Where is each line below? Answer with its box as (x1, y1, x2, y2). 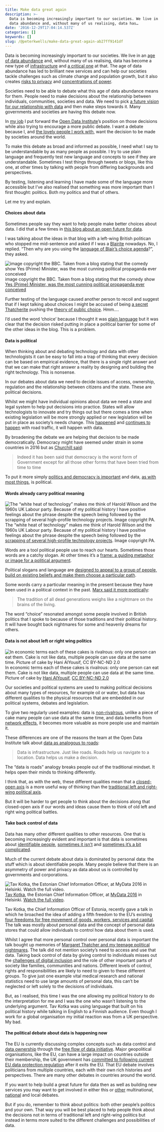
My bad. (5, 1019, 22, 1025)
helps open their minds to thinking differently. (5, 769, 97, 775)
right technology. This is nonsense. (5, 369, 76, 375)
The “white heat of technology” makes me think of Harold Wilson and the (5, 522, 152, 528)
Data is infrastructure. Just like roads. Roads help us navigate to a (17, 749, 150, 755)
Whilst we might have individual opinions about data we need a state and (5, 399, 152, 404)
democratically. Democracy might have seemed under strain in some (5, 439, 143, 446)
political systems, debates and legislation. (5, 700, 89, 706)
